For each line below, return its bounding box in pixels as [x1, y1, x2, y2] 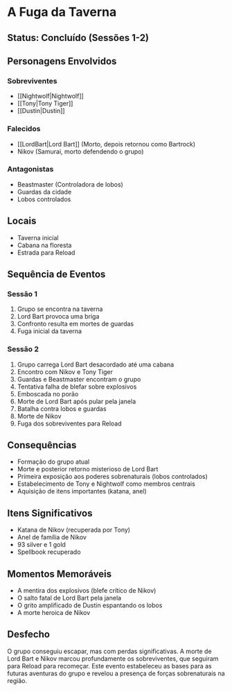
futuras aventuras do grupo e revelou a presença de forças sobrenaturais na [7, 669, 225, 677]
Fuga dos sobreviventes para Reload [17, 419, 123, 428]
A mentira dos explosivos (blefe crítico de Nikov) [17, 586, 157, 595]
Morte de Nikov [17, 412, 62, 420]
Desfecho [7, 629, 51, 641]
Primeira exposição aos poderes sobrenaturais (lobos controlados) [17, 473, 208, 481]
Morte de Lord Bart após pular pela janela [17, 397, 136, 405]
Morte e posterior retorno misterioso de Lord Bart [17, 465, 159, 473]
